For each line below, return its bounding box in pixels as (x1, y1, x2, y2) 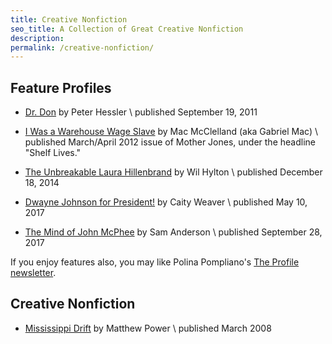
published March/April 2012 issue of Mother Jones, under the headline (24, 136, 316, 148)
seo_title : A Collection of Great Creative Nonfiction (10, 24, 244, 34)
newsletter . (10, 267, 57, 279)
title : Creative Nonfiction (10, 14, 128, 25)
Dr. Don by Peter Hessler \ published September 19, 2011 (24, 106, 258, 118)
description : (10, 33, 65, 43)
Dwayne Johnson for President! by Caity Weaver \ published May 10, (24, 196, 308, 208)
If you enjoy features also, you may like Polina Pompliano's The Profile (10, 256, 300, 268)
